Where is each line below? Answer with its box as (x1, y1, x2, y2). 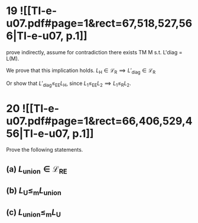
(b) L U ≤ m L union (6, 186, 62, 197)
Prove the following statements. (6, 146, 83, 153)
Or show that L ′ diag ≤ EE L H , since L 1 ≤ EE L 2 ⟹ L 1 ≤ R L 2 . (6, 80, 131, 88)
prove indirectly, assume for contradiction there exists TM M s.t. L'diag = (6, 48, 183, 55)
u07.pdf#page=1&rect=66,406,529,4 (6, 114, 193, 127)
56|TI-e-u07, (6, 127, 70, 140)
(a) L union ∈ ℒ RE (6, 164, 67, 176)
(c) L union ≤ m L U (6, 208, 61, 219)
